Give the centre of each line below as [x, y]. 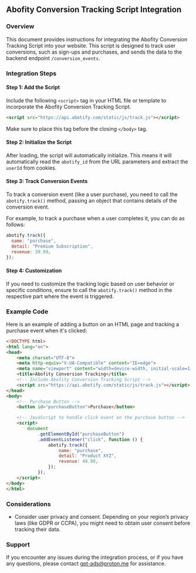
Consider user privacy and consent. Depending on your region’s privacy [102, 516]
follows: [16, 225]
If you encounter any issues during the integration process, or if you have [95, 557]
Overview [20, 27]
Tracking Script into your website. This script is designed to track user [91, 45]
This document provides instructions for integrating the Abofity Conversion [97, 39]
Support [18, 544]
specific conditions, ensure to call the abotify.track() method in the [89, 290]
